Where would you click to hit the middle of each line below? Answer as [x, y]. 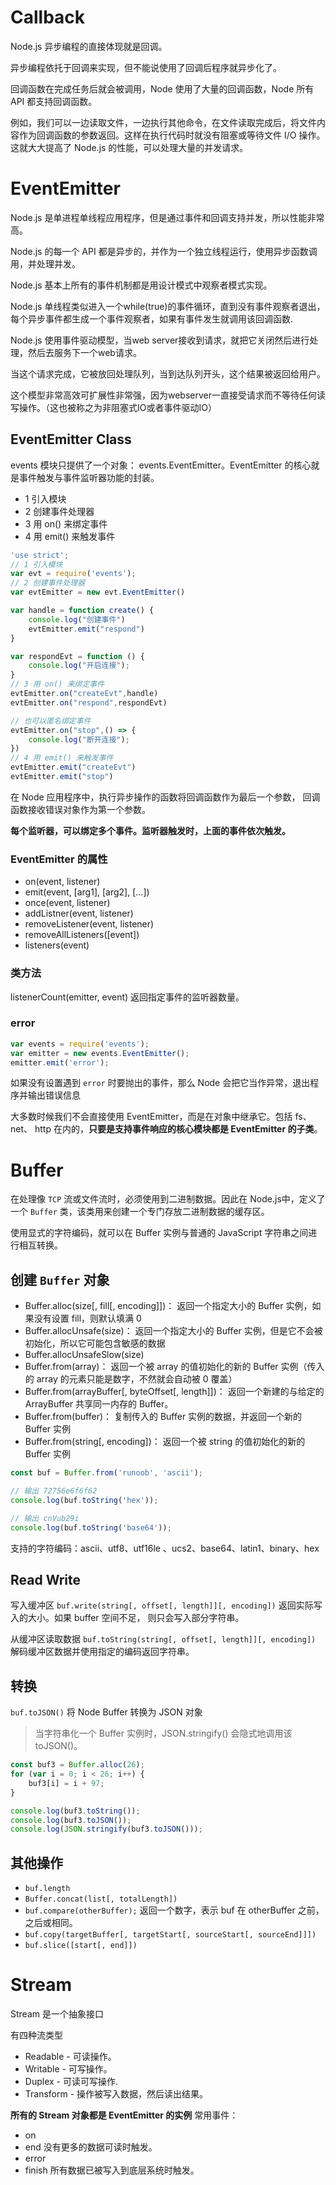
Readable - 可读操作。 [70, 2057]
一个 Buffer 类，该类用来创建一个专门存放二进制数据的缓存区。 [140, 1212]
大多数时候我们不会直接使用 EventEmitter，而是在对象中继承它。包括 [151, 1117]
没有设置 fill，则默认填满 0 [87, 1318]
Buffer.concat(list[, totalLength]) [101, 1899]
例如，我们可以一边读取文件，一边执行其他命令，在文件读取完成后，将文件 [163, 122]
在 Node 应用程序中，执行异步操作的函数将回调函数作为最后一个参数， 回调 [165, 797]
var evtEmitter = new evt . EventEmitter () [98, 592]
